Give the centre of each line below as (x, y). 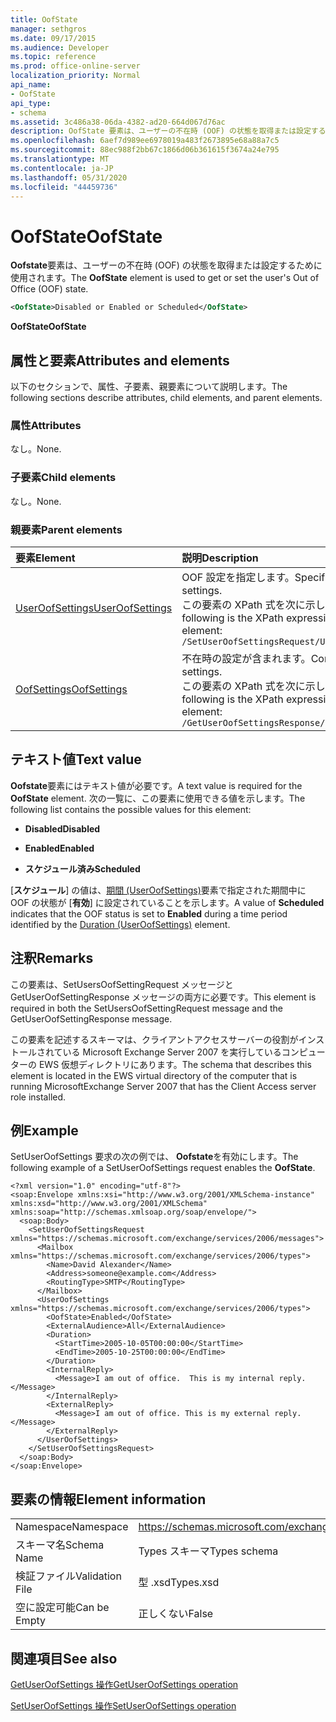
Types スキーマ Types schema (208, 1551)
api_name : (31, 85)
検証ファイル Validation (68, 1576)
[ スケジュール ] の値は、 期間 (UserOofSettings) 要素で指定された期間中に (158, 890)
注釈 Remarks (52, 958)
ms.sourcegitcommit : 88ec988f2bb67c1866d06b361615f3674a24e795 (145, 150)
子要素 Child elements (63, 478)
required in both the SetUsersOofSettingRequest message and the (146, 1008)
